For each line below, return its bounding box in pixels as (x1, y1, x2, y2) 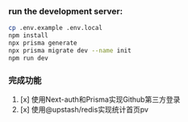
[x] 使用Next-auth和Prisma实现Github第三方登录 (19, 95, 181, 104)
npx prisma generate (8, 39, 78, 48)
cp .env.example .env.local (8, 24, 103, 32)
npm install (8, 32, 48, 40)
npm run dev (8, 54, 48, 62)
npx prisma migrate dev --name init (8, 46, 132, 54)
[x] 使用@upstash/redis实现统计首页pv (19, 104, 149, 114)
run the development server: (8, 6, 123, 17)
